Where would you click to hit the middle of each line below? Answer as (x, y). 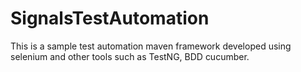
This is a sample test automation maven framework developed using (151, 46)
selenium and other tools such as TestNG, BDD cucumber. (130, 56)
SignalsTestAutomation (110, 18)
